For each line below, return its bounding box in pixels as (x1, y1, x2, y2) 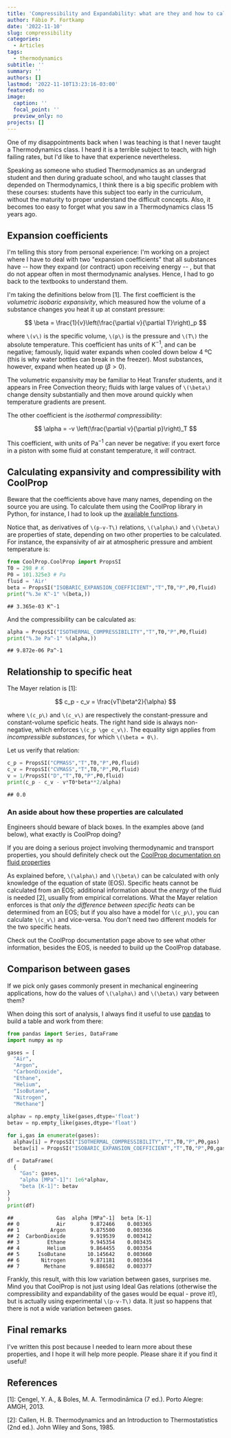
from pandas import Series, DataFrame (7, 1030, 118, 1037)
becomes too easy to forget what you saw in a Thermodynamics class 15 (7, 203, 214, 211)
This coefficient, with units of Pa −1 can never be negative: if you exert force (7, 438, 221, 447)
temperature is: (7, 545, 50, 553)
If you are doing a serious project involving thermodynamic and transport (7, 843, 214, 852)
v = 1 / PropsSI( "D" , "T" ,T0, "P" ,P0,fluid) (7, 772, 125, 779)
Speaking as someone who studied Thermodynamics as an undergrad (7, 166, 206, 174)
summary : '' (7, 68, 41, 74)
